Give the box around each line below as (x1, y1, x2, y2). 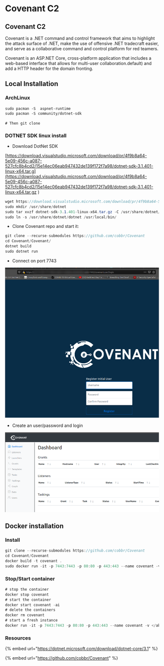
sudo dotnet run (5, 249, 38, 254)
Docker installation (5, 522, 64, 530)
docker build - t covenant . (5, 558, 62, 563)
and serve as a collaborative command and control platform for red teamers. (5, 46, 159, 51)
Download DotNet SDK (12, 143, 58, 149)
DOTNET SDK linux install (5, 132, 67, 139)
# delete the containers (5, 607, 56, 613)
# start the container (5, 597, 51, 602)
